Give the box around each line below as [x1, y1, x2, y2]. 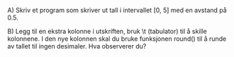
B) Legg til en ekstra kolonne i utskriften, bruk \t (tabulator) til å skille [7, 27, 208, 35]
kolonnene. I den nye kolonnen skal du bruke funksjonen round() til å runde [7, 34, 227, 43]
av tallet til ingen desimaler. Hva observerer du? [7, 42, 147, 50]
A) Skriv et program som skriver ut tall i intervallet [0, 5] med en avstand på [7, 6, 227, 14]
